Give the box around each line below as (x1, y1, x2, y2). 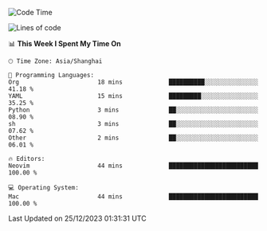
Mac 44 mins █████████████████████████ (8, 193, 259, 201)
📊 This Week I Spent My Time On (8, 39, 121, 48)
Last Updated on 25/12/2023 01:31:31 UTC (8, 213, 147, 223)
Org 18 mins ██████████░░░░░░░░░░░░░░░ (8, 78, 259, 86)
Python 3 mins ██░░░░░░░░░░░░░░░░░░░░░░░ (8, 106, 259, 114)
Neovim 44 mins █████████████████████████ (8, 162, 259, 170)
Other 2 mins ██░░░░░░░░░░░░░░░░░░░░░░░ (8, 134, 259, 142)
